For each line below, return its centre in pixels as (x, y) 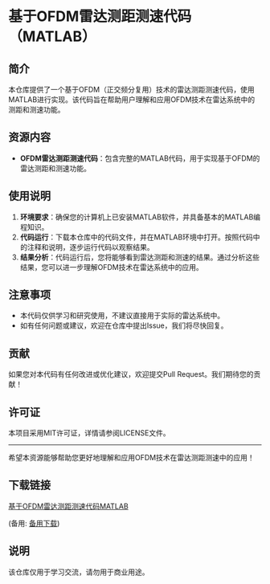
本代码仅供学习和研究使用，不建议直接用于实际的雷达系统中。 (122, 316)
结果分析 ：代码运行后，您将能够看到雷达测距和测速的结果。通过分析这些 (139, 257)
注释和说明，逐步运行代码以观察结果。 (90, 247)
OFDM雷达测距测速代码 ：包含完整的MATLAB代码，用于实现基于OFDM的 (140, 158)
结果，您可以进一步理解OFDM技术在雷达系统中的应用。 (111, 267)
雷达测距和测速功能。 (55, 168)
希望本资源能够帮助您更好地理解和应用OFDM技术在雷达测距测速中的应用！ (131, 458)
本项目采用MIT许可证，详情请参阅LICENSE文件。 (89, 433)
